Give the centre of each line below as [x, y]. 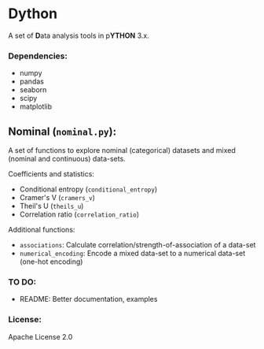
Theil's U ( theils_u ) [51, 206]
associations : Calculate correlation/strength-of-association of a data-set [137, 245]
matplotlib [36, 106]
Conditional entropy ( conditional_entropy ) [88, 189]
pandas [32, 82]
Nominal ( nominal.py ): [62, 131]
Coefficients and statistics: [51, 174]
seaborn [33, 90]
